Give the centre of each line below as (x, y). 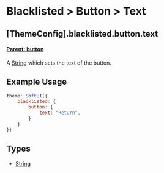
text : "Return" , (60, 113)
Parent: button (25, 49)
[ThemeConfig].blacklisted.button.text (82, 34)
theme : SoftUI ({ (27, 96)
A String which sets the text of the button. (59, 63)
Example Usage (37, 82)
